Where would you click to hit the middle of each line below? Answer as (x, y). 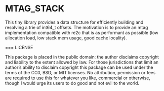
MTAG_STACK (35, 9)
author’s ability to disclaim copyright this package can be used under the (79, 67)
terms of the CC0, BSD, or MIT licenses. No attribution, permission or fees (80, 72)
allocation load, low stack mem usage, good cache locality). (66, 38)
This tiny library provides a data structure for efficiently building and (74, 22)
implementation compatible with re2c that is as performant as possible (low (82, 32)
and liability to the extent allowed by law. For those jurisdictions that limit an (82, 62)
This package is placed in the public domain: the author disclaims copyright (82, 57)
